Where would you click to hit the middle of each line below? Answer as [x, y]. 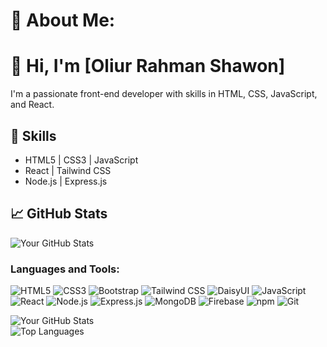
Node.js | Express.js [66, 181]
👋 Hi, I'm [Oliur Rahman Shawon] [148, 66]
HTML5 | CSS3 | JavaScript [81, 160]
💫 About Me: [63, 20]
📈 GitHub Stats [59, 214]
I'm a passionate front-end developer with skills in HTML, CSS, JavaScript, [164, 94]
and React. [32, 105]
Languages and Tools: [65, 269]
